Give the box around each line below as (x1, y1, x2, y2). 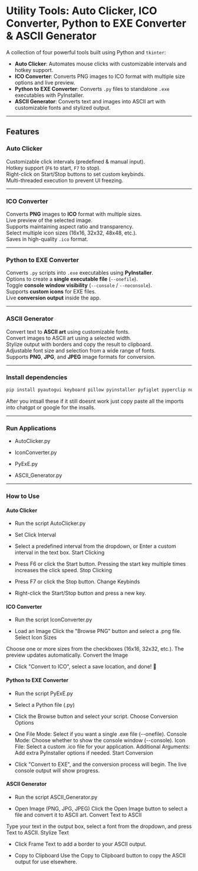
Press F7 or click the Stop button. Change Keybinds (14, 578, 140, 585)
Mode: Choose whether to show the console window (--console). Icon (14, 736, 186, 743)
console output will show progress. (14, 766, 100, 774)
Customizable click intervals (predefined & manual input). (6, 158, 146, 165)
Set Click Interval (14, 531, 57, 539)
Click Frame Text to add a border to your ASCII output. (14, 840, 147, 847)
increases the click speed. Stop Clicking (14, 567, 112, 574)
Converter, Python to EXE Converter (6, 17, 187, 30)
